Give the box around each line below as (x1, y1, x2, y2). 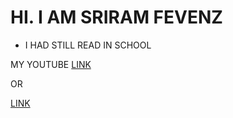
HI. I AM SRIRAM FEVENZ (10, 6, 223, 29)
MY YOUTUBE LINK (10, 58, 92, 70)
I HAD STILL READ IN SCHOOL (24, 39, 152, 51)
